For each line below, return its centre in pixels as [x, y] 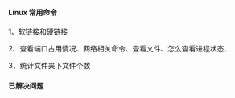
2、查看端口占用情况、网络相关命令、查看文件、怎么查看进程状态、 [120, 49]
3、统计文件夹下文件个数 [49, 66]
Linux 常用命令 [33, 12]
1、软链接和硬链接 [38, 31]
